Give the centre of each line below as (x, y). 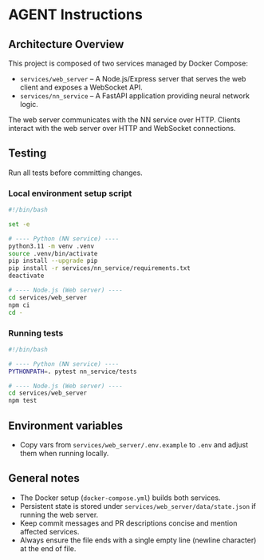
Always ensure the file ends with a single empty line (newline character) (138, 540)
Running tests (36, 333)
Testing (28, 153)
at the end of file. (48, 548)
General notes (44, 478)
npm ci (19, 305)
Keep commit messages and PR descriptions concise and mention (128, 523)
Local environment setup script (70, 193)
